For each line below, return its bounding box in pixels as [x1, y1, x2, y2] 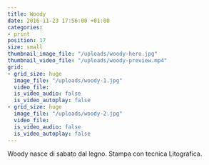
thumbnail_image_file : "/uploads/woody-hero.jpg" [7, 51, 158, 58]
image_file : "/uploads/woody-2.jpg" [14, 110, 123, 117]
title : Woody [7, 10, 46, 18]
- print [7, 30, 31, 38]
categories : [7, 24, 43, 31]
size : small [7, 44, 43, 51]
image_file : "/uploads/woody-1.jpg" [14, 76, 123, 84]
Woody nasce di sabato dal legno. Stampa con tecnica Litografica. [7, 149, 203, 158]
